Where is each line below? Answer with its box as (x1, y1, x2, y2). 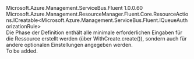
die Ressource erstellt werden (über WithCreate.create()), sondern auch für (6, 35, 187, 42)
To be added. (6, 47, 38, 54)
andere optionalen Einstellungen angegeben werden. (6, 42, 133, 48)
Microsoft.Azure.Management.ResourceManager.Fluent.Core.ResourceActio (6, 10, 189, 17)
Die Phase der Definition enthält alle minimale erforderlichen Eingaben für (6, 29, 182, 36)
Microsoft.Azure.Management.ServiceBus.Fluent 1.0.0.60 (6, 5, 143, 11)
